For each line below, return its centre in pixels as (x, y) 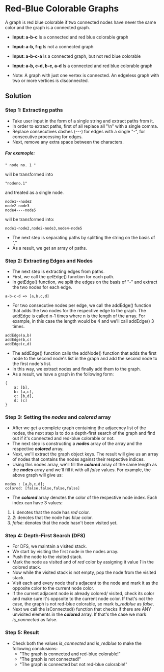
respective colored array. (38, 449)
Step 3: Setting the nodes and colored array (58, 417)
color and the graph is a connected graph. (48, 27)
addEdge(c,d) (18, 344)
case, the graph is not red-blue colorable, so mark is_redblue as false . (83, 604)
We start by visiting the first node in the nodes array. (65, 552)
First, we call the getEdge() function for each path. (63, 276)
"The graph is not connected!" (50, 659)
